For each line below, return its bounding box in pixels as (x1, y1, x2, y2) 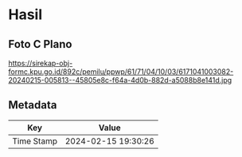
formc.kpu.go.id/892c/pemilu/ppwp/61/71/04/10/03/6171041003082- (8, 67, 234, 77)
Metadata (8, 98, 57, 112)
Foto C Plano (8, 37, 72, 51)
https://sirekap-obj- (8, 58, 73, 68)
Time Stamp (12, 135, 58, 147)
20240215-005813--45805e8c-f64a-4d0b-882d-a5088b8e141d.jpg (8, 76, 232, 84)
